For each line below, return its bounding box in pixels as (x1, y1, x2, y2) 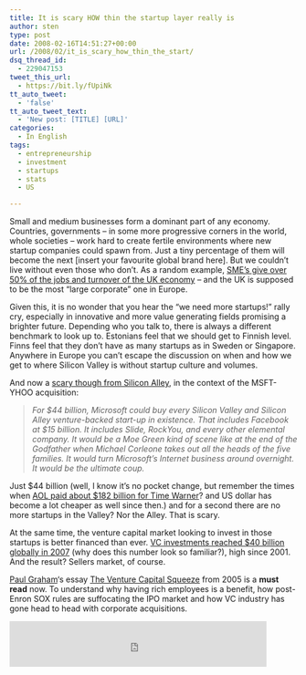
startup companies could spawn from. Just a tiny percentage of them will (9, 245, 285, 256)
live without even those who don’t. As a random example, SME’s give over (9, 265, 288, 275)
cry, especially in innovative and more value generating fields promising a (9, 311, 286, 322)
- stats (17, 174, 47, 183)
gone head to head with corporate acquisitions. (9, 603, 188, 614)
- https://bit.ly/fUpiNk (17, 81, 112, 90)
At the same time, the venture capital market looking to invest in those (9, 527, 272, 538)
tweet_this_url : (9, 73, 71, 82)
